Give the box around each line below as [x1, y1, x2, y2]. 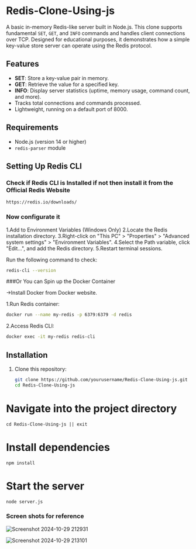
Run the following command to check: [6, 256, 98, 263]
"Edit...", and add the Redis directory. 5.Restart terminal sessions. [6, 244, 163, 252]
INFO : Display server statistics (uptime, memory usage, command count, [14, 87, 190, 94]
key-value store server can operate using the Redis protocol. [6, 42, 152, 49]
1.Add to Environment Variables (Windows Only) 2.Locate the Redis [6, 226, 168, 233]
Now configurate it [6, 213, 60, 221]
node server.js [6, 499, 43, 505]
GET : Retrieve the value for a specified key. [14, 81, 119, 88]
